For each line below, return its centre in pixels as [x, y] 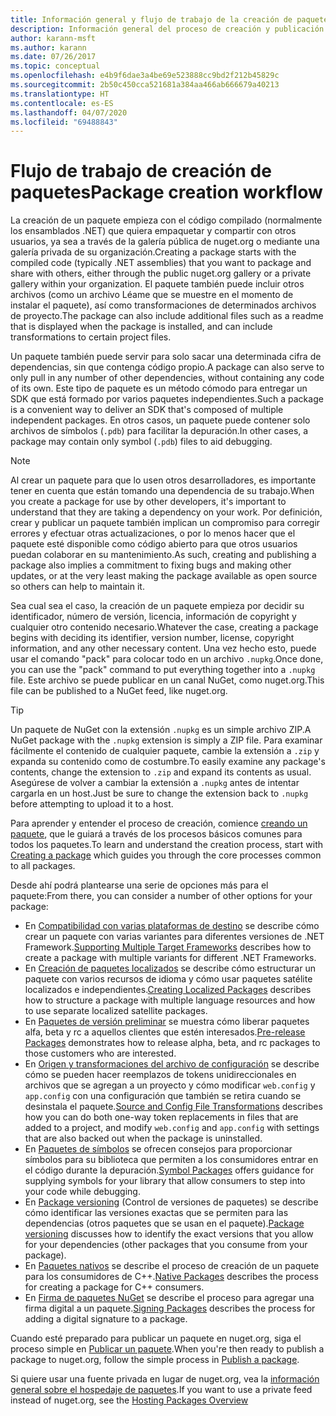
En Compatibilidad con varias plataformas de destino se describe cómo [172, 926]
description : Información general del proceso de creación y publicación [167, 29]
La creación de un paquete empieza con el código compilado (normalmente [166, 220]
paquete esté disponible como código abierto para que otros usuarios [154, 544]
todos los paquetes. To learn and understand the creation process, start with [167, 845]
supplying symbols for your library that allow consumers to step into [165, 1181]
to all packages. [43, 866]
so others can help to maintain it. [77, 587]
